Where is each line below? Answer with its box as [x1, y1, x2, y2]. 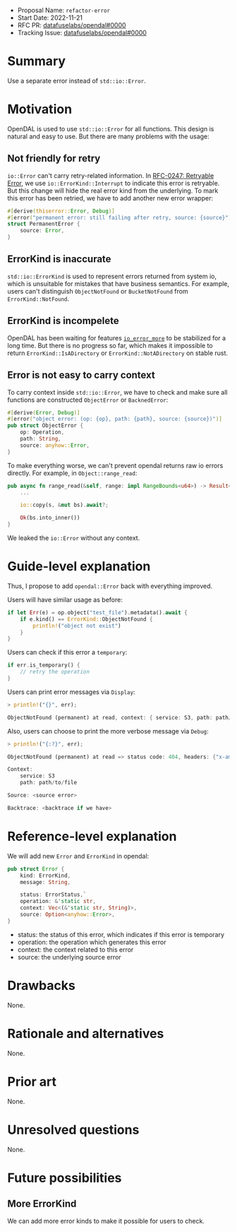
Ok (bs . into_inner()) [20, 515, 80, 522]
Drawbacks [7, 977, 75, 993]
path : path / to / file [20, 779, 78, 787]
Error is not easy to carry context [7, 369, 155, 381]
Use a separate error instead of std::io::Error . [7, 76, 146, 85]
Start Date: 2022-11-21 [17, 13, 83, 22]
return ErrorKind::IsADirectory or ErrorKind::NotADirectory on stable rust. [7, 349, 228, 357]
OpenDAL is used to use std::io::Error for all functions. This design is [7, 124, 214, 133]
